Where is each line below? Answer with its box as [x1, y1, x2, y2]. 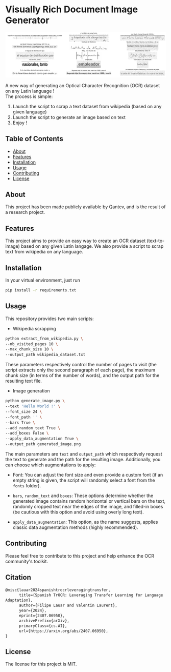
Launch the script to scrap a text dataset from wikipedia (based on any [12, 103, 162, 109]
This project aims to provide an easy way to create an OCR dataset [5, 238, 146, 244]
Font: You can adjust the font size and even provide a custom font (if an [12, 472, 163, 478]
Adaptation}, [5, 598, 33, 603]
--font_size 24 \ [5, 409, 42, 414]
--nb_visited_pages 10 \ [5, 341, 58, 347]
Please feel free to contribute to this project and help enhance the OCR [5, 552, 155, 559]
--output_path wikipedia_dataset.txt [5, 352, 86, 358]
